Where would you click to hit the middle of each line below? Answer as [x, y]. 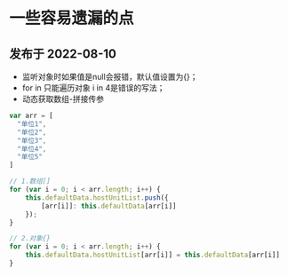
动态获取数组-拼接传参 [63, 99]
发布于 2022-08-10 [63, 54]
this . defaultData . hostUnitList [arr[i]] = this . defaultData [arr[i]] [152, 255]
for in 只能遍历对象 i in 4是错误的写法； [93, 88]
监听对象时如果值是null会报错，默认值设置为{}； [110, 77]
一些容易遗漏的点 [72, 18]
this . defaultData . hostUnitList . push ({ [97, 197]
